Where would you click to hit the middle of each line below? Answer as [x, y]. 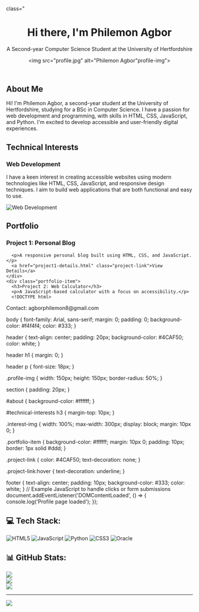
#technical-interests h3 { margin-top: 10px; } [60, 413]
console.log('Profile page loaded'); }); [52, 502]
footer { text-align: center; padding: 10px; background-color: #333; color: [96, 483]
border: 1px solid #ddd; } [36, 448]
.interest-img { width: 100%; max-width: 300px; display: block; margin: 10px [99, 424]
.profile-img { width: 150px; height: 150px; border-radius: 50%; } [84, 378]
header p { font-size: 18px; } [40, 366]
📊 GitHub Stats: [36, 557]
